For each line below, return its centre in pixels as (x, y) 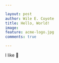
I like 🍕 (12, 55)
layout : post (19, 14)
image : (12, 28)
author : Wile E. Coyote (30, 18)
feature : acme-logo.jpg (30, 32)
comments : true (21, 37)
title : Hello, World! (28, 23)
